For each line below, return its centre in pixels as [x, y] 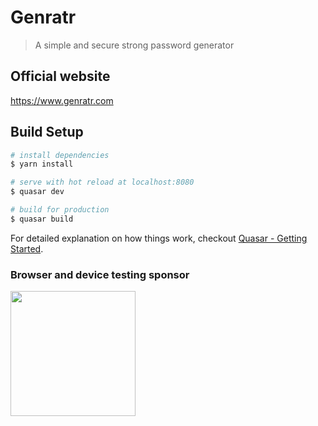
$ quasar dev [37, 192]
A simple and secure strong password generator [134, 45]
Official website [60, 76]
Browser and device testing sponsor [100, 274]
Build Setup [47, 132]
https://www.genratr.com [62, 100]
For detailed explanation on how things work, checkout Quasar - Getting [159, 238]
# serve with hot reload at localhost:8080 [102, 182]
